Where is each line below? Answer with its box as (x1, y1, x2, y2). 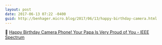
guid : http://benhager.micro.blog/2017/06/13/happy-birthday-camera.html (5, 16, 158, 21)
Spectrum (5, 34, 25, 40)
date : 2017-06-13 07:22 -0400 (5, 12, 66, 16)
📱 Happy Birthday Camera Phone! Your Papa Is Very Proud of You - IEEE (5, 30, 149, 35)
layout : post (5, 7, 32, 12)
